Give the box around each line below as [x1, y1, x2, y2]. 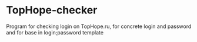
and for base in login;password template [6, 29, 104, 36]
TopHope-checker [6, 3, 98, 17]
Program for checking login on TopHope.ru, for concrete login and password [6, 23, 192, 30]
